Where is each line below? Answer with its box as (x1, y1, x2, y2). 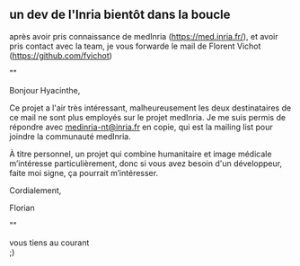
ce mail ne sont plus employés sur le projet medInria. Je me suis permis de (9, 111, 286, 122)
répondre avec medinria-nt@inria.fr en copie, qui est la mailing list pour (9, 121, 273, 132)
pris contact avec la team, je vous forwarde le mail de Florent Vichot (9, 40, 261, 51)
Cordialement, (9, 184, 62, 196)
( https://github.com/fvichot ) (9, 49, 112, 61)
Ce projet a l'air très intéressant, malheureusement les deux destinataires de (9, 102, 292, 113)
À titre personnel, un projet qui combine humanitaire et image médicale (9, 148, 272, 159)
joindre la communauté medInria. (9, 130, 132, 142)
